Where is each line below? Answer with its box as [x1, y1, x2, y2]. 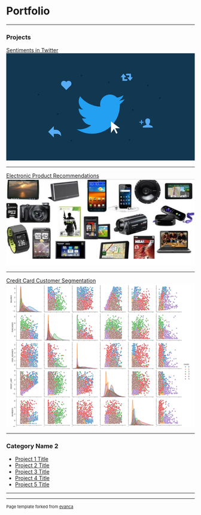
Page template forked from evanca [6, 504, 74, 510]
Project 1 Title [14, 456, 49, 463]
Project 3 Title [14, 468, 50, 475]
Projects [6, 33, 31, 41]
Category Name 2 [6, 442, 59, 450]
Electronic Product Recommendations [6, 172, 100, 179]
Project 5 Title [14, 481, 50, 488]
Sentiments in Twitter [6, 47, 59, 54]
